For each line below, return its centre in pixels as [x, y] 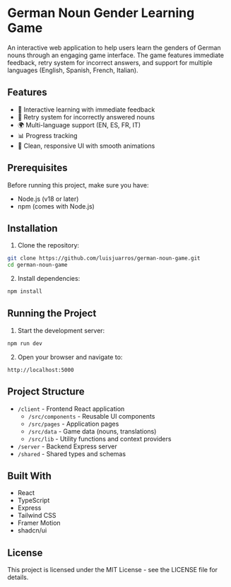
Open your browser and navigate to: [70, 357]
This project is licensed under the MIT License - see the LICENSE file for [112, 570]
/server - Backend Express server [67, 446]
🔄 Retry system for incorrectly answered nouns [86, 117]
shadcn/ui [32, 530]
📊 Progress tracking [47, 135]
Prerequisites [37, 168]
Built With [29, 476]
